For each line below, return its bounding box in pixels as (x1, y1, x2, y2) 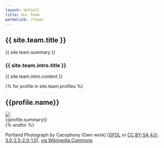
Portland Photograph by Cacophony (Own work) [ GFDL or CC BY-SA (5, 132, 149, 138)
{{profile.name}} (5, 98, 60, 107)
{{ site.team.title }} (5, 36, 67, 44)
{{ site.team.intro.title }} (5, 62, 67, 69)
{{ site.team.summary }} (5, 49, 56, 55)
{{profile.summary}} (5, 116, 47, 123)
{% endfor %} (5, 122, 35, 128)
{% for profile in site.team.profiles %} (5, 83, 84, 90)
